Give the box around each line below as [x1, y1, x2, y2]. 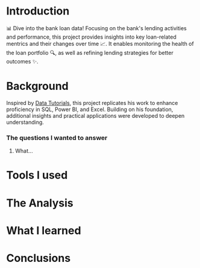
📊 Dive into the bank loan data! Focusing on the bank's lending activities [6, 24, 187, 31]
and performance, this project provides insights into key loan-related [6, 33, 177, 40]
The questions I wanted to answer [6, 133, 108, 142]
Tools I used [6, 168, 68, 182]
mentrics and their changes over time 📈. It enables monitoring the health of [6, 40, 194, 47]
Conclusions [6, 251, 71, 265]
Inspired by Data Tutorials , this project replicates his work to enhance [6, 99, 178, 106]
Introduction [6, 4, 70, 18]
